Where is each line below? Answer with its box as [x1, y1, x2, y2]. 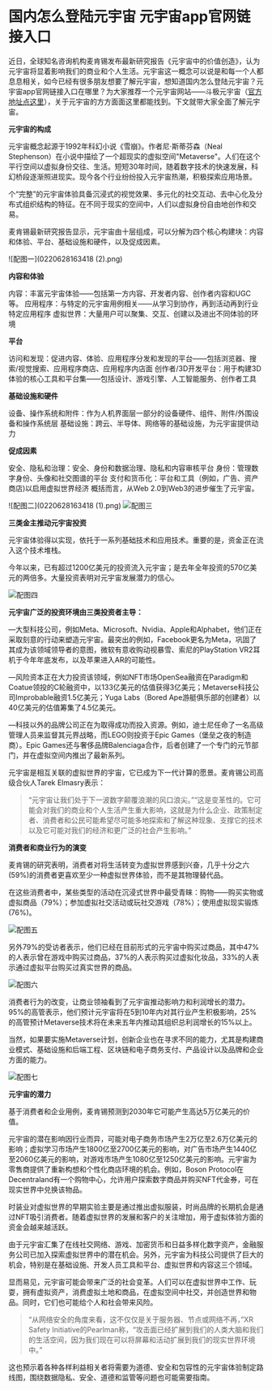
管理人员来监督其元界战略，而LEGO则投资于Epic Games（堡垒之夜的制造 [8, 730, 252, 740]
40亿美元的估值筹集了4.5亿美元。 [8, 702, 121, 712]
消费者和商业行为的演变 [8, 842, 87, 853]
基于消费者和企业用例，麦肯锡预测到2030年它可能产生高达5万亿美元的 [8, 1106, 244, 1116]
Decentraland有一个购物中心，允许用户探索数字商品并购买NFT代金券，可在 [8, 1174, 259, 1184]
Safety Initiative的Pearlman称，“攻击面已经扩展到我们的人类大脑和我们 [28, 1324, 264, 1334]
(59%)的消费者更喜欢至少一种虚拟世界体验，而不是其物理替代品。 [8, 870, 228, 879]
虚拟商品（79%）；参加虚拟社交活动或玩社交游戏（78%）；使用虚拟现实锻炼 [8, 897, 259, 907]
